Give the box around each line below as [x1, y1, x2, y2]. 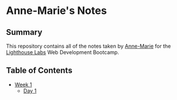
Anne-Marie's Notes [6, 4, 107, 17]
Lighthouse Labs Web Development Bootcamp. [6, 49, 120, 56]
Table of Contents [6, 66, 73, 76]
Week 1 [14, 81, 32, 88]
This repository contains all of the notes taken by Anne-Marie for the [6, 42, 171, 49]
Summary [6, 27, 43, 37]
